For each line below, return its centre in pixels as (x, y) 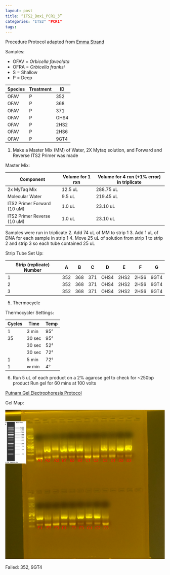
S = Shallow (25, 72)
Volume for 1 (77, 177)
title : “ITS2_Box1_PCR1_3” (34, 16)
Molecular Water (25, 196)
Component (32, 179)
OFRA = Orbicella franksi (38, 67)
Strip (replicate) (33, 265)
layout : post (19, 11)
